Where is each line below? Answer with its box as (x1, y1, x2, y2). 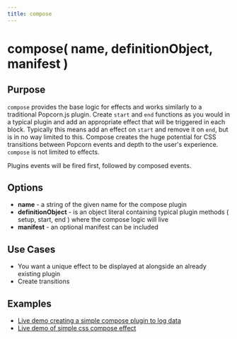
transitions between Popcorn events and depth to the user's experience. (7, 140, 219, 148)
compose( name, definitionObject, (7, 40, 214, 56)
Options (7, 182, 44, 194)
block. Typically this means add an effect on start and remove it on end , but (7, 125, 229, 133)
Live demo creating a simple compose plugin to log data (17, 316, 182, 325)
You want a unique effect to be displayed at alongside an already (17, 262, 207, 270)
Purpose (7, 84, 46, 96)
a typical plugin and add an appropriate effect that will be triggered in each (7, 117, 226, 126)
